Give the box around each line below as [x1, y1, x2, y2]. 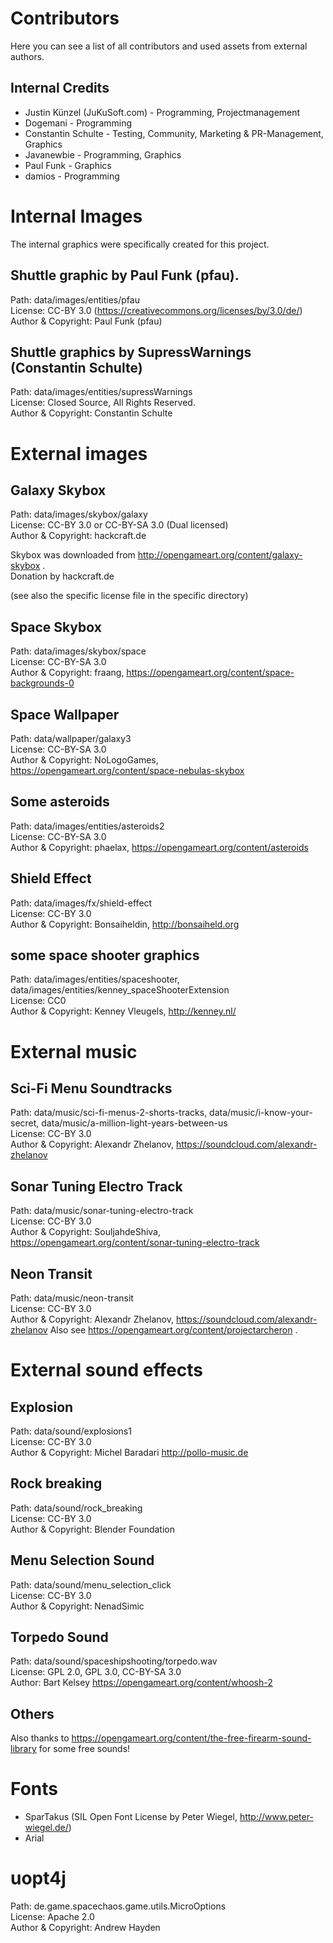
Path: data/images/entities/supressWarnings [10, 386, 193, 398]
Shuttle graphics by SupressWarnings [10, 343, 252, 361]
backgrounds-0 [10, 677, 75, 689]
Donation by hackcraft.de [10, 570, 115, 582]
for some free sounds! [38, 1743, 131, 1755]
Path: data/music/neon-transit [10, 1292, 134, 1304]
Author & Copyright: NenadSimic [10, 1600, 145, 1612]
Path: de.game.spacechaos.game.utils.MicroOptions [10, 1900, 227, 1912]
